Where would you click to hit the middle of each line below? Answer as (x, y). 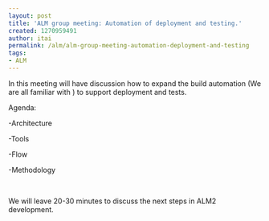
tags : (17, 53)
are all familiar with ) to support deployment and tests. (98, 92)
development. (31, 209)
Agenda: (22, 107)
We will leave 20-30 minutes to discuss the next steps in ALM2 (112, 201)
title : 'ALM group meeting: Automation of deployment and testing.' (125, 23)
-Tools (19, 138)
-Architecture (30, 123)
